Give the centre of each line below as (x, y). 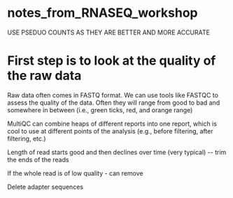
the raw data (44, 76)
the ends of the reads (38, 159)
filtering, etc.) (27, 138)
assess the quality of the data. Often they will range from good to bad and (114, 103)
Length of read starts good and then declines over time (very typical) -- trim (117, 152)
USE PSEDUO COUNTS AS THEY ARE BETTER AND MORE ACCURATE (108, 32)
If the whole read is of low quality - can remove (75, 173)
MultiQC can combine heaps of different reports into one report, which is (112, 124)
